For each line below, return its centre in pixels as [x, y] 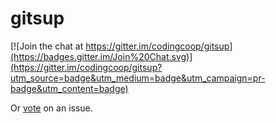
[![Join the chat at [47, 46]
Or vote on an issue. [51, 108]
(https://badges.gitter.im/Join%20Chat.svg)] [101, 56]
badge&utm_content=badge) [69, 88]
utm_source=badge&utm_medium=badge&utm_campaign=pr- [138, 78]
